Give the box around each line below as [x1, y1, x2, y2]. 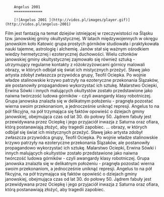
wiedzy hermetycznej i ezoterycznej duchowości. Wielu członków [5, 51, 138, 57]
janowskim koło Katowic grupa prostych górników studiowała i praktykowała [5, 41, 159, 47]
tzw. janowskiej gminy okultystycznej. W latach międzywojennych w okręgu [5, 36, 158, 41]
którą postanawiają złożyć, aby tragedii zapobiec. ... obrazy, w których [5, 124, 147, 130]
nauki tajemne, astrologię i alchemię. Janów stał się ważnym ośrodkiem [5, 46, 149, 51]
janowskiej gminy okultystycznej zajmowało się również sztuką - [5, 56, 136, 62]
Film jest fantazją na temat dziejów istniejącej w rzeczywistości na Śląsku [5, 30, 153, 36]
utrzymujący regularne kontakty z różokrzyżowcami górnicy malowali [5, 62, 145, 67]
